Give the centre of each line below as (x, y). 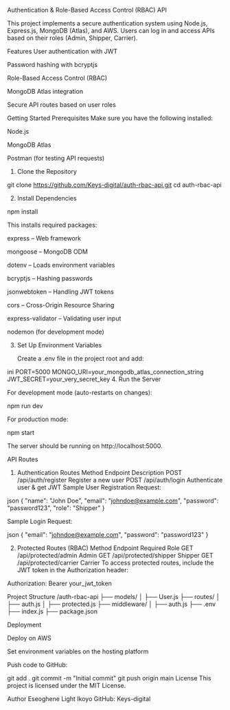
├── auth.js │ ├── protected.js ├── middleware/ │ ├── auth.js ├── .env (112, 604)
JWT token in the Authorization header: (73, 570)
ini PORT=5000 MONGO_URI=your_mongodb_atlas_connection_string (105, 372)
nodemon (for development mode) (56, 332)
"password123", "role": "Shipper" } (56, 508)
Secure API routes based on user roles (62, 105)
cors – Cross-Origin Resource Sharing (61, 305)
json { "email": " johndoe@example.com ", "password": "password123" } (108, 535)
